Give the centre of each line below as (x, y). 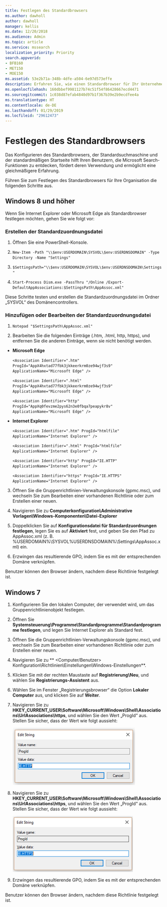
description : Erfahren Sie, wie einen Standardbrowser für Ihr (72, 84)
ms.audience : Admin (25, 37)
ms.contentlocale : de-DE (31, 105)
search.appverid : (23, 58)
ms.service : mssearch (28, 47)
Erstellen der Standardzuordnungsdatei (54, 231)
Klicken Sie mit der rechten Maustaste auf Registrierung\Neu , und (81, 675)
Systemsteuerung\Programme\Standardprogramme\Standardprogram (86, 625)
